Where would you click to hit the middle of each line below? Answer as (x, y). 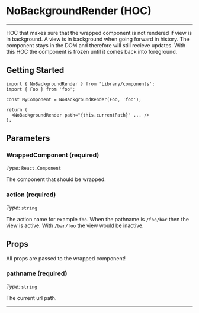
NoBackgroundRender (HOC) (79, 11)
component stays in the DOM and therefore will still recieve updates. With (96, 45)
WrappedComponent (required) (53, 155)
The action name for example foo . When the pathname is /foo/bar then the (98, 219)
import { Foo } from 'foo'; (41, 89)
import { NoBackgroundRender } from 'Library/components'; (81, 84)
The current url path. (31, 298)
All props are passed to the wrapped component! (66, 258)
